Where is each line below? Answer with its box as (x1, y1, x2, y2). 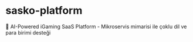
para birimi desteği (5, 29, 51, 36)
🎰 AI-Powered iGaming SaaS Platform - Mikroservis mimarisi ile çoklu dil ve (5, 23, 187, 30)
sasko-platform (5, 4, 83, 17)
